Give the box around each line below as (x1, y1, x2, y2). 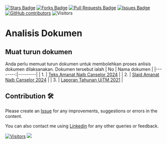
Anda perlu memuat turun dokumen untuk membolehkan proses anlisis (5, 61, 151, 67)
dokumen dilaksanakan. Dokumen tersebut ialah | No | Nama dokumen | (5, 66, 153, 72)
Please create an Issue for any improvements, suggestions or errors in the (5, 108, 157, 114)
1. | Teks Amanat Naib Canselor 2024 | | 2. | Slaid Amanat (41, 72, 159, 77)
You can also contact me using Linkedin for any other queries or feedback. (5, 123, 159, 129)
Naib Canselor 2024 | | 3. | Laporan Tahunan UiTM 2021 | (5, 77, 123, 83)
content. (5, 113, 22, 119)
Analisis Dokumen (5, 28, 82, 39)
